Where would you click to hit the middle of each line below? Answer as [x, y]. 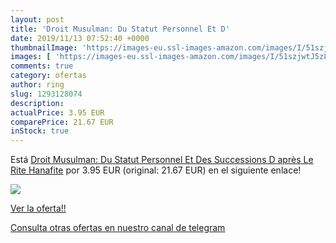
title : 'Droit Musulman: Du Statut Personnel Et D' [120, 29]
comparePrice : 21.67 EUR [62, 122]
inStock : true [40, 131]
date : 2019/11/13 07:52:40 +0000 [80, 38]
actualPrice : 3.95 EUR [57, 112]
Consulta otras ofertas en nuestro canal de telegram [118, 228]
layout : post [37, 19]
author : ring [37, 85]
